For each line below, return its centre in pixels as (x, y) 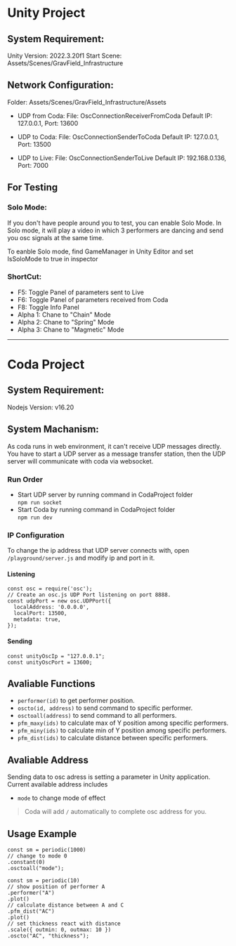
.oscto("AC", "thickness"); (48, 936)
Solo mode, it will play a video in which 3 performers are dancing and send (115, 230)
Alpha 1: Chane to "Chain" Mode (64, 315)
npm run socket (40, 502)
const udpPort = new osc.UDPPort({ (59, 601)
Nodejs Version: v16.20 (41, 407)
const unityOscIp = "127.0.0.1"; (56, 656)
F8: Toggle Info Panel (48, 307)
